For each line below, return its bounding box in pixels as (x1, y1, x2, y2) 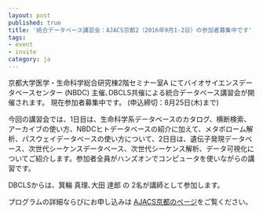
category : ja (8, 56, 51, 64)
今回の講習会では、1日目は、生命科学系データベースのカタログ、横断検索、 (8, 114, 251, 124)
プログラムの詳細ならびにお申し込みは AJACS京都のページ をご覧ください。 (8, 197, 253, 206)
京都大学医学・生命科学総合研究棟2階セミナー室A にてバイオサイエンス (8, 78, 239, 87)
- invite (8, 48, 37, 56)
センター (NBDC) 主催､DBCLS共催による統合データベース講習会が (35, 87, 248, 97)
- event (8, 41, 34, 49)
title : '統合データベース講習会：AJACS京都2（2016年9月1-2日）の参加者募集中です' (8, 26, 253, 34)
